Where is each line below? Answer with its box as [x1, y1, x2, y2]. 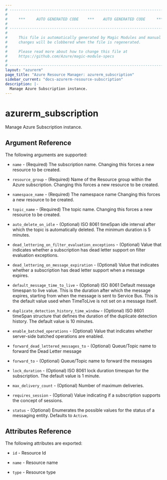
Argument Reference [5, 138, 72, 147]
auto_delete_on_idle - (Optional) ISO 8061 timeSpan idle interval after [12, 222, 156, 228]
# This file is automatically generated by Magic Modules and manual [5, 35, 162, 40]
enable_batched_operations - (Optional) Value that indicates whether [12, 328, 153, 334]
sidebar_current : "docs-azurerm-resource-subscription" [5, 77, 123, 82]
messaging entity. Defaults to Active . [12, 413, 88, 419]
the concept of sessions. [12, 398, 63, 404]
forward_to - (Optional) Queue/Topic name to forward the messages [12, 358, 153, 364]
